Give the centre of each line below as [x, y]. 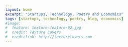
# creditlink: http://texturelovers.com [49, 37]
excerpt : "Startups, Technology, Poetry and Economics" [64, 14]
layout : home [19, 10]
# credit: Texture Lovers [33, 32]
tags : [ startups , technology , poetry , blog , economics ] [64, 19]
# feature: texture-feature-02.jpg [43, 28]
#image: [13, 23]
